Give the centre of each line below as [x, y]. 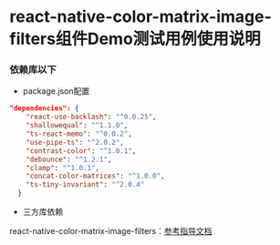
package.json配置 [56, 91]
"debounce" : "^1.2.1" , [69, 159]
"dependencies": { [44, 108]
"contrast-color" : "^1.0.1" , [81, 151]
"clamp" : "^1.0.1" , [63, 168]
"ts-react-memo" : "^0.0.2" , [79, 134]
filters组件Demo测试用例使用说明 [135, 39]
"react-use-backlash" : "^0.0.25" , [91, 117]
